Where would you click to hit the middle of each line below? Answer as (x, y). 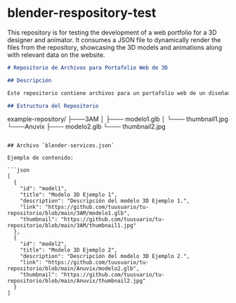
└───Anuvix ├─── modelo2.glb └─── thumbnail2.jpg (87, 127)
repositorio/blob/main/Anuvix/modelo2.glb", (73, 269)
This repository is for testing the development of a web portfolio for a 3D (112, 32)
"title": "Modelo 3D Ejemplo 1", (69, 195)
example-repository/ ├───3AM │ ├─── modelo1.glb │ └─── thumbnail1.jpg (118, 119)
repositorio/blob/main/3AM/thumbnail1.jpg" (72, 226)
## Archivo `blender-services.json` (61, 146)
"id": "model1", (44, 189)
